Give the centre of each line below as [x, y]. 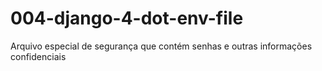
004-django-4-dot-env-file [127, 18]
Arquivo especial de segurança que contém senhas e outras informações [161, 46]
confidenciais [38, 56]
